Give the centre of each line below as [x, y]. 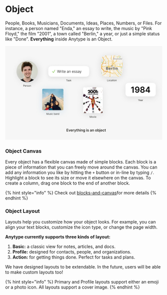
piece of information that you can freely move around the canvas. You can [81, 167]
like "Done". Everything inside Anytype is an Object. [59, 39]
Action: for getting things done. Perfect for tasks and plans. [74, 257]
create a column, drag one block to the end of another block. [68, 183]
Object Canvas [23, 151]
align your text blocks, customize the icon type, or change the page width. [82, 227]
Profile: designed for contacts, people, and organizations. [72, 252]
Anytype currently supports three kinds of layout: [58, 237]
